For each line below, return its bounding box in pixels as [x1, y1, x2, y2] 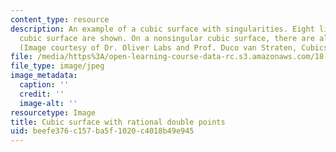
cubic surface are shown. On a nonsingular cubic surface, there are [19, 33, 315, 43]
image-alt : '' [19, 98, 78, 108]
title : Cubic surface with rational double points [10, 117, 226, 127]
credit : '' [19, 89, 65, 99]
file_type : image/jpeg [10, 61, 105, 71]
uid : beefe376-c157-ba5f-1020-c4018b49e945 [10, 126, 195, 136]
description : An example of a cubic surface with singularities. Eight [10, 24, 315, 34]
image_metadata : [10, 71, 78, 81]
